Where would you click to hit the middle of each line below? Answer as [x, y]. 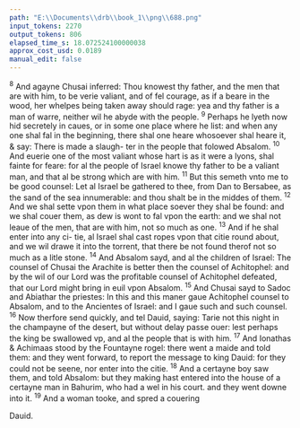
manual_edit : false [46, 59]
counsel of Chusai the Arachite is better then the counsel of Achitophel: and [149, 266]
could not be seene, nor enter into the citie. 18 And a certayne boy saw [139, 367]
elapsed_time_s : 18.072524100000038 [77, 43]
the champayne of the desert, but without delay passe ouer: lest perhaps [144, 327]
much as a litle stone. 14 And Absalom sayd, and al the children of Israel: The [150, 257]
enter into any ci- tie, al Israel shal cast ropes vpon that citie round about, [144, 236]
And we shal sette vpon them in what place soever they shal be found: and [147, 206]
